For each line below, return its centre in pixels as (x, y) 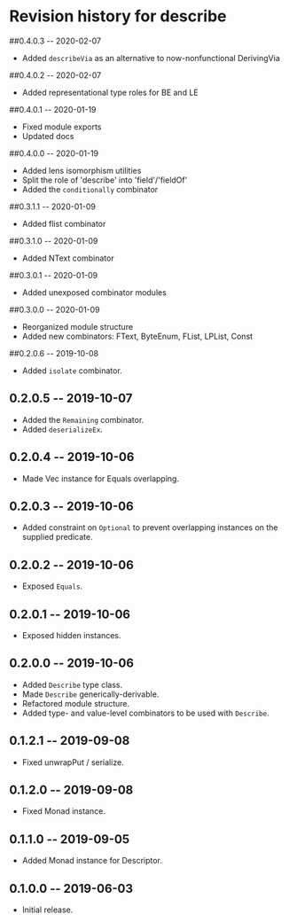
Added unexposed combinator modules (94, 292)
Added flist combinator (64, 223)
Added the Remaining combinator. (83, 419)
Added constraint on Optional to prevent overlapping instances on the (150, 527)
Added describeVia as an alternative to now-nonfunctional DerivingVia (151, 58)
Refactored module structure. (76, 703)
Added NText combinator (68, 258)
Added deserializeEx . (62, 429)
